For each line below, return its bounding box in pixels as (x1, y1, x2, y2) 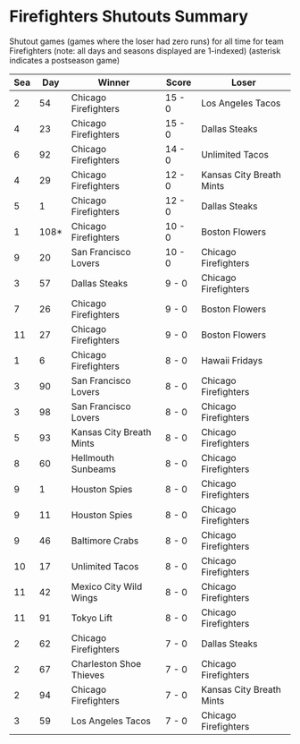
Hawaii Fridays (200, 354, 263, 366)
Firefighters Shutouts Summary (9, 6, 248, 27)
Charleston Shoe (71, 657, 142, 670)
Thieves (71, 669, 105, 681)
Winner (97, 76, 130, 89)
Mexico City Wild (71, 580, 143, 593)
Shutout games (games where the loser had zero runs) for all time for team (9, 36, 284, 47)
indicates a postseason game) (9, 55, 121, 65)
